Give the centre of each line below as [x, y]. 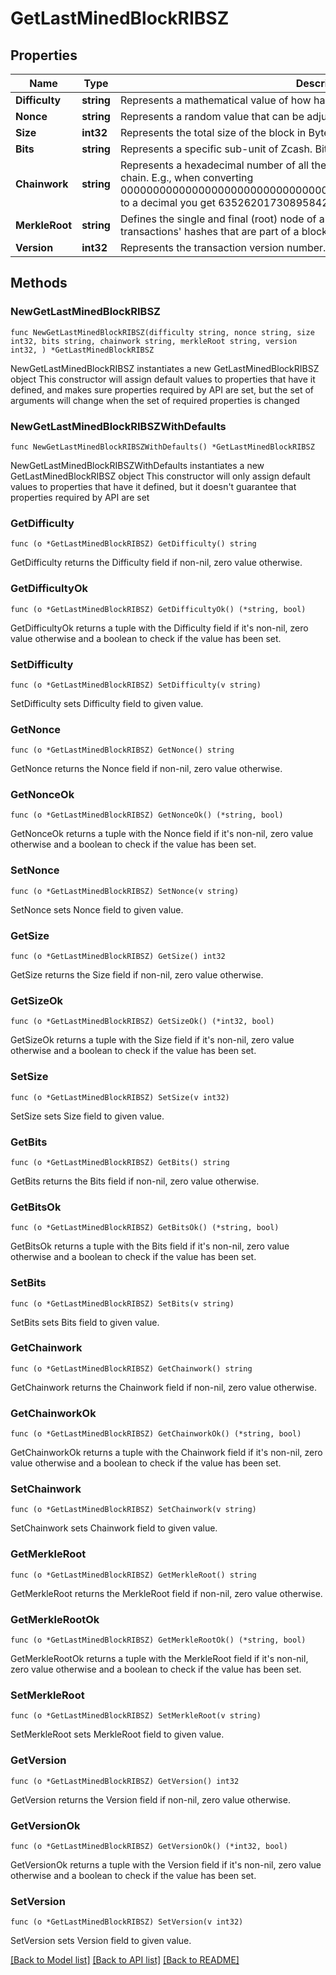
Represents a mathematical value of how [215, 100]
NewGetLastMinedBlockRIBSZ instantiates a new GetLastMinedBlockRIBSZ [165, 368]
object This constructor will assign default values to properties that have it [163, 379]
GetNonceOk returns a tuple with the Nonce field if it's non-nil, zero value [162, 834]
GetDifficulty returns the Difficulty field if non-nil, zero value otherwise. [156, 563]
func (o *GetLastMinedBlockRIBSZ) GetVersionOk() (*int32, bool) [149, 1846]
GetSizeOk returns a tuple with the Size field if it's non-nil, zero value [152, 1040]
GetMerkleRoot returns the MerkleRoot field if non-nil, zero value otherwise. [166, 1593]
